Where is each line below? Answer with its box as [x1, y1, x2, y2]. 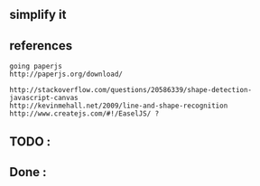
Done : [9, 164, 47, 180]
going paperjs [9, 62, 63, 71]
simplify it [9, 7, 67, 23]
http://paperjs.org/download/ [9, 70, 124, 79]
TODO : [9, 134, 51, 149]
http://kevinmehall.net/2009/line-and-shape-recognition [9, 101, 228, 111]
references [9, 38, 73, 53]
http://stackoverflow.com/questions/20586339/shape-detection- [9, 86, 253, 95]
